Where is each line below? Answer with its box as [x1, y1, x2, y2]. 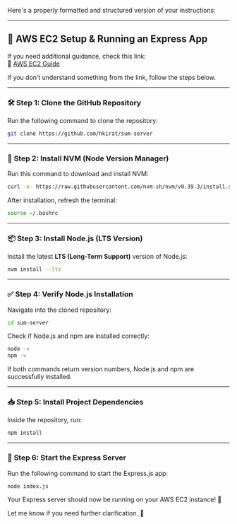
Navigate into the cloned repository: [7, 305, 111, 314]
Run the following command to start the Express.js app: [7, 469, 168, 477]
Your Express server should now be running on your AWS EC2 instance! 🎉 [7, 495, 222, 504]
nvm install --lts [7, 266, 61, 273]
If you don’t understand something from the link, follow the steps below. [7, 73, 217, 81]
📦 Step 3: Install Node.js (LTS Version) [7, 233, 143, 243]
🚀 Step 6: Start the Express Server [7, 453, 127, 462]
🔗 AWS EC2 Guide [7, 59, 60, 68]
